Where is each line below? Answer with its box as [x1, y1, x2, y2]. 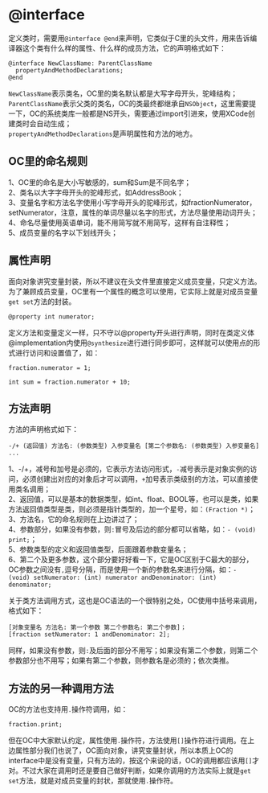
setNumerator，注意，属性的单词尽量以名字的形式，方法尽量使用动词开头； [8, 207, 258, 217]
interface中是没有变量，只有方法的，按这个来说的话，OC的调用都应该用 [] [8, 756, 253, 766]
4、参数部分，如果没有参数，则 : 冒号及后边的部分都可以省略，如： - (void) [8, 524, 257, 534]
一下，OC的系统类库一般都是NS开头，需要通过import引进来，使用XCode [8, 109, 249, 118]
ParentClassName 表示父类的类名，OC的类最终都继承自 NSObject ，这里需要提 [8, 98, 257, 108]
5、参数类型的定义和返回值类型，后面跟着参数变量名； [8, 544, 189, 554]
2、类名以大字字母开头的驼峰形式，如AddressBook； [8, 187, 184, 197]
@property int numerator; [8, 312, 95, 321]
